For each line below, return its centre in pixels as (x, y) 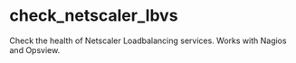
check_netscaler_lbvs (94, 16)
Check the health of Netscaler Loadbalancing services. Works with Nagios (148, 40)
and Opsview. (35, 49)
